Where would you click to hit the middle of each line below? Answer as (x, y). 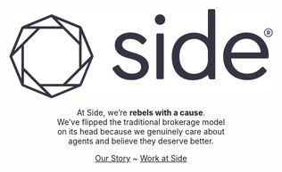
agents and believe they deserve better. (141, 141)
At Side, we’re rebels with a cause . (141, 112)
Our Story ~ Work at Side (141, 158)
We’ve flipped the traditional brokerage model (141, 122)
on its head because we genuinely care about (141, 131)
